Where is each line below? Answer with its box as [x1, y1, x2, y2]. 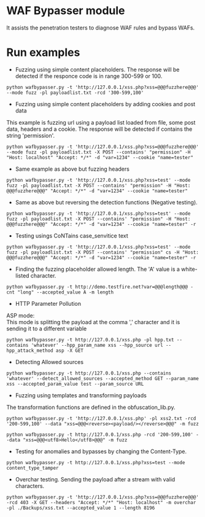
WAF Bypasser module [6, 4, 125, 18]
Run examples [6, 45, 80, 60]
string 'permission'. [6, 131, 55, 139]
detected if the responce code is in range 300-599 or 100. [15, 72, 163, 80]
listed [15, 271, 29, 279]
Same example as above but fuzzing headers [15, 165, 130, 173]
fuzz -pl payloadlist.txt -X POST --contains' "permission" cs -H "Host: [6, 249, 199, 255]
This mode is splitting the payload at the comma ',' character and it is [6, 318, 180, 325]
